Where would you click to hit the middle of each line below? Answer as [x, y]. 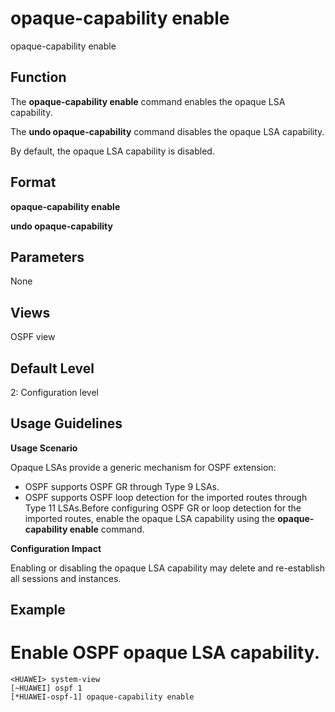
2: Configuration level [54, 392]
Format [33, 182]
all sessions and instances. [66, 578]
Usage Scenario [44, 448]
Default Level [52, 368]
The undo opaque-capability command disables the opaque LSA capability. [167, 131]
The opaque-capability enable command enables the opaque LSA [148, 101]
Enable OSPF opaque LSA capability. [165, 653]
